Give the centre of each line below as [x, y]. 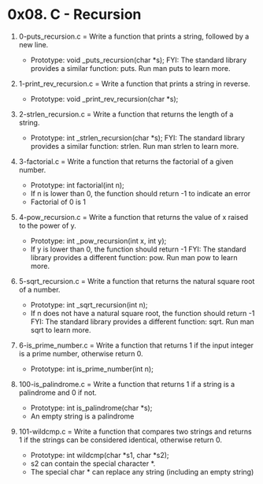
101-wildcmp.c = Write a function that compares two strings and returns [135, 431]
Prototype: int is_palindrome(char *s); [91, 408]
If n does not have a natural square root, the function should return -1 [143, 313]
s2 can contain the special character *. [93, 464]
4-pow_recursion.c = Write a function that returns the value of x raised [133, 217]
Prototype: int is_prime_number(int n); [92, 369]
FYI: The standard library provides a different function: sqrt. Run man [143, 322]
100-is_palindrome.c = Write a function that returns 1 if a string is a [127, 384]
